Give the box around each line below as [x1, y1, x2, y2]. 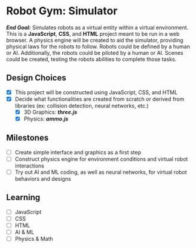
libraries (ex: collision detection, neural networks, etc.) [14, 102, 149, 109]
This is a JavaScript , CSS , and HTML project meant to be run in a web [6, 30, 180, 37]
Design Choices [6, 73, 67, 83]
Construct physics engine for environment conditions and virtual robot [14, 155, 188, 162]
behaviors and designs [14, 175, 72, 182]
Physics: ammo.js [23, 115, 69, 122]
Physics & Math [14, 235, 54, 243]
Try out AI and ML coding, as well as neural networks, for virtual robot [14, 168, 187, 175]
